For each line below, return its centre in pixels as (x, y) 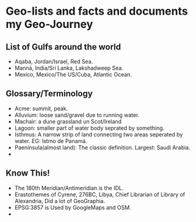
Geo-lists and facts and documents (97, 11)
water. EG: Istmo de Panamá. (51, 141)
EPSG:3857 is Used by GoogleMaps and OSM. (73, 207)
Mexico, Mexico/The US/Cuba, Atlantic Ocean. (73, 74)
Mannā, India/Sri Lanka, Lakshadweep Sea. (69, 68)
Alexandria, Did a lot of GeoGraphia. (60, 201)
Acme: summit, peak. (41, 108)
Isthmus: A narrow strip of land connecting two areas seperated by (99, 134)
